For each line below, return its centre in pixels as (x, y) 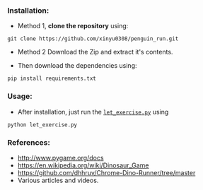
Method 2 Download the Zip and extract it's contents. (95, 52)
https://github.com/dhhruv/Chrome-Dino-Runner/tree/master (106, 172)
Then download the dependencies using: (77, 66)
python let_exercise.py (42, 125)
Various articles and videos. (58, 180)
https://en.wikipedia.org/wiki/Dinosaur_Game (83, 165)
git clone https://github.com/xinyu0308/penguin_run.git (93, 39)
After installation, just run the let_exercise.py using (93, 112)
